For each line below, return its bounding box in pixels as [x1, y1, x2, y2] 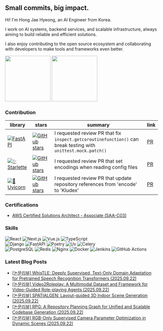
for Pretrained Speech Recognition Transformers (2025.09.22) [12, 276, 137, 281]
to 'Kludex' [54, 187, 79, 194]
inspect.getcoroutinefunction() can [54, 136, 139, 143]
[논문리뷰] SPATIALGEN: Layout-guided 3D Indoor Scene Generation [12, 293, 148, 298]
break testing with [54, 142, 96, 149]
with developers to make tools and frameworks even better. [5, 46, 124, 52]
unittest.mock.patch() [54, 148, 107, 154]
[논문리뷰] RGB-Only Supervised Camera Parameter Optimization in [12, 315, 147, 321]
